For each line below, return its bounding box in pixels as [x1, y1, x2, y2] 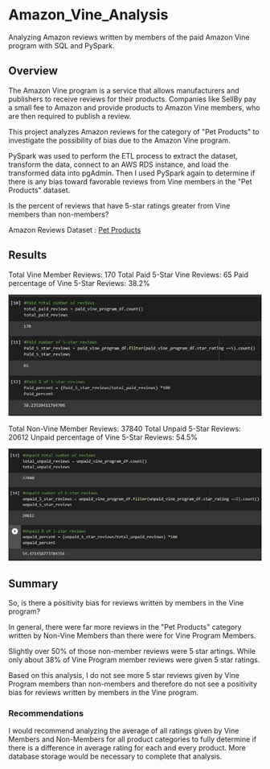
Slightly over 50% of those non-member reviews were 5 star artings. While [8, 647, 256, 656]
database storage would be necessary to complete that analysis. [8, 751, 223, 762]
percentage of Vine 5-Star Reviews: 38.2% [8, 278, 150, 287]
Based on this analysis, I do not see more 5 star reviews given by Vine [8, 671, 239, 680]
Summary [8, 577, 59, 590]
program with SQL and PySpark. [8, 40, 115, 50]
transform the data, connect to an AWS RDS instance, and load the [8, 159, 229, 169]
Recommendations [8, 708, 84, 719]
